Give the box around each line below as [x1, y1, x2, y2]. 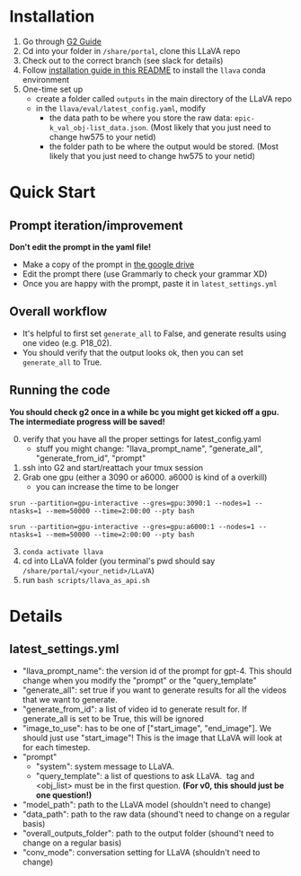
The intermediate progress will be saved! [9, 416, 166, 427]
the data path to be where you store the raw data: [49, 112, 234, 123]
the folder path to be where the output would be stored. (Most [49, 141, 279, 152]
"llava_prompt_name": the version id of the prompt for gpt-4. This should [22, 665, 292, 676]
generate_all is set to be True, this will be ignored [22, 712, 205, 724]
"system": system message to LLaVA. [35, 761, 175, 772]
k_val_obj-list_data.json [49, 123, 146, 132]
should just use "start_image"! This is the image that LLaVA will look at [22, 732, 283, 743]
